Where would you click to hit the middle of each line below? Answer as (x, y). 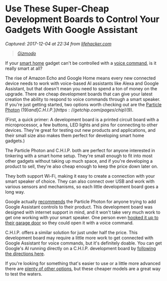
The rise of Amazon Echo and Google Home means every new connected (81, 78)
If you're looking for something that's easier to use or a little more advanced (83, 263)
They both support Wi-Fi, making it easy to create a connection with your (80, 176)
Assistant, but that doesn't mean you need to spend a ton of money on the (81, 88)
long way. (15, 192)
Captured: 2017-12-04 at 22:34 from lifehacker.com (58, 43)
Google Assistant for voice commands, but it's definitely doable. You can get (83, 243)
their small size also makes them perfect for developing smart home (75, 135)
